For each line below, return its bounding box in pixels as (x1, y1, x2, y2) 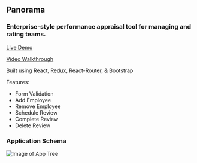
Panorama (6, 5, 46, 15)
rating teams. (6, 30, 46, 38)
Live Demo (6, 44, 33, 51)
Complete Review (14, 115, 59, 122)
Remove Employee (14, 103, 61, 110)
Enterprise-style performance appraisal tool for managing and (6, 23, 192, 31)
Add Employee (14, 96, 51, 103)
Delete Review (14, 122, 51, 129)
